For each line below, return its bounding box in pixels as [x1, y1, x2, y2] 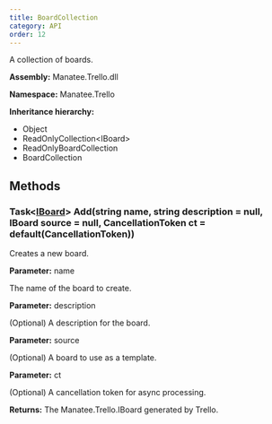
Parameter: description [9, 300, 96, 311]
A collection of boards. [9, 55, 94, 65]
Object [22, 124, 48, 134]
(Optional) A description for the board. [9, 317, 151, 328]
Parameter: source [9, 335, 80, 346]
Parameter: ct [9, 369, 61, 381]
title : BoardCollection [9, 13, 99, 22]
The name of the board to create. [9, 283, 132, 294]
